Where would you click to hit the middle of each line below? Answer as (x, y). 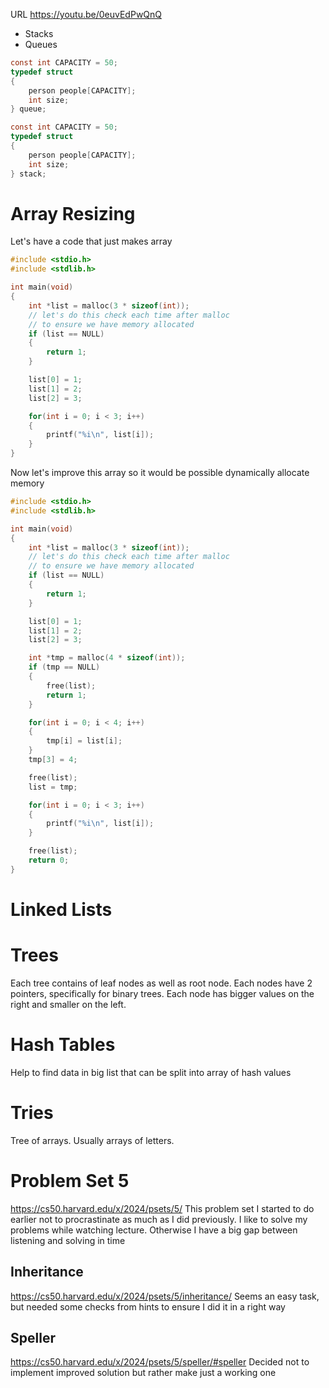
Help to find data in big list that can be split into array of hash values (151, 1072)
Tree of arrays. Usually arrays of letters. (92, 1140)
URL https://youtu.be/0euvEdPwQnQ (86, 14)
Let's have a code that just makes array (91, 241)
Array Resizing (73, 213)
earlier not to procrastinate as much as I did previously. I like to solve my (159, 1219)
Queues (41, 44)
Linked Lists (61, 910)
